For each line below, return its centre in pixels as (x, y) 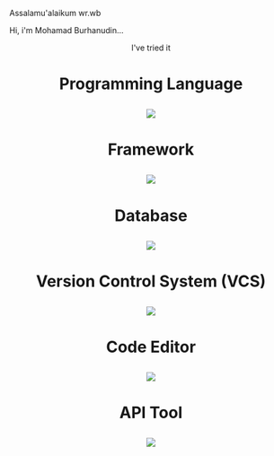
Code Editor (151, 347)
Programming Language (151, 84)
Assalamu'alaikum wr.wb (55, 13)
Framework (151, 149)
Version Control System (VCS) (151, 281)
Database (151, 215)
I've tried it (151, 48)
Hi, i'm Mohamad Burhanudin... (66, 30)
